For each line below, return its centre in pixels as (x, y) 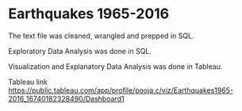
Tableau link (28, 82)
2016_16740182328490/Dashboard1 (66, 98)
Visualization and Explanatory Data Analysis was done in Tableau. (115, 66)
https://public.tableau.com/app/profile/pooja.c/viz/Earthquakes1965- (121, 90)
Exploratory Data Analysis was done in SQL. (80, 51)
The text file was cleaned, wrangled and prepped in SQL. (101, 36)
